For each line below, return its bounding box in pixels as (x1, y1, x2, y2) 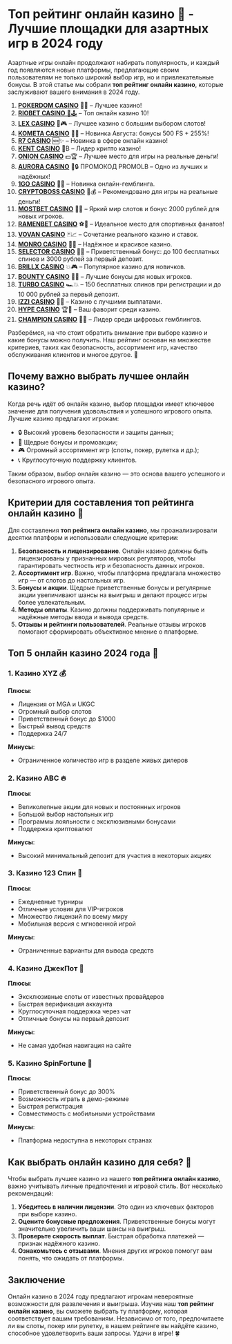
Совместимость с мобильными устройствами (17, 1109, 155, 1118)
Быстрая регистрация (17, 1102, 84, 1111)
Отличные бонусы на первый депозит (17, 1015, 130, 1023)
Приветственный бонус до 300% (17, 1087, 116, 1096)
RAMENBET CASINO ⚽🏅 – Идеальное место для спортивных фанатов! (17, 220, 225, 228)
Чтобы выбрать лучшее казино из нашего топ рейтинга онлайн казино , (8, 1175, 221, 1183)
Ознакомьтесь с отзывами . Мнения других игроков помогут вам (17, 1247, 213, 1255)
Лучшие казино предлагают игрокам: (8, 414, 119, 422)
